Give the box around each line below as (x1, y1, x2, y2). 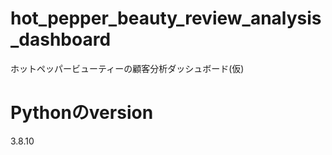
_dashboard (10, 28, 112, 51)
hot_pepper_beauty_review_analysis (10, 7, 322, 30)
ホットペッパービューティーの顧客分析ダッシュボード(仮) (10, 62, 245, 74)
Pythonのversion (10, 102, 154, 124)
